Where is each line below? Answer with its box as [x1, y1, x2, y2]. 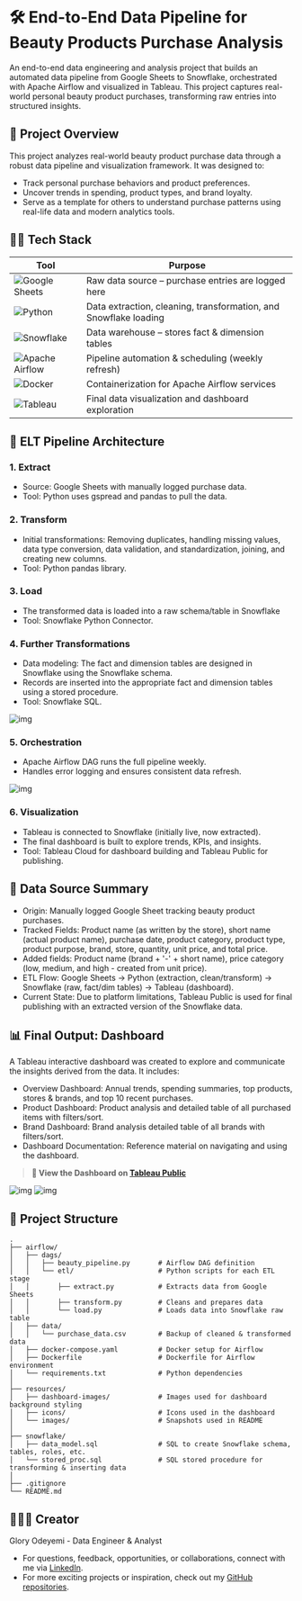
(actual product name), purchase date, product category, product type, [22, 933, 286, 945]
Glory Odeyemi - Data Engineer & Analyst [9, 1535, 163, 1546]
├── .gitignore [9, 1480, 67, 1489]
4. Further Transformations [9, 637, 130, 650]
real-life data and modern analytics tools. [22, 206, 175, 217]
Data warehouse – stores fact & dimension [86, 326, 264, 338]
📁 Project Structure [9, 1211, 119, 1227]
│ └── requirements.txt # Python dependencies [9, 1369, 244, 1378]
